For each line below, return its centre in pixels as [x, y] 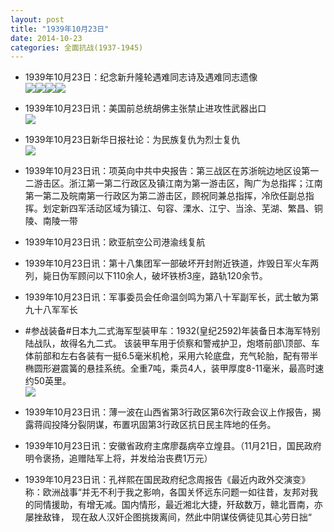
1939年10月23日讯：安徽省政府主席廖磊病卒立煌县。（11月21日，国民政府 [173, 446]
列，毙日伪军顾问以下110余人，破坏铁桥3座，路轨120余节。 [146, 276]
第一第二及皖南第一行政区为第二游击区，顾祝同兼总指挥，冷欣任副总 [165, 196]
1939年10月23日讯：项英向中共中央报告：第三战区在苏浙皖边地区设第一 [172, 171]
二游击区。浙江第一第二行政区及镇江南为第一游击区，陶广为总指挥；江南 [173, 183]
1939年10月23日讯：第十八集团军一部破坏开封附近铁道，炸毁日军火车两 [172, 263]
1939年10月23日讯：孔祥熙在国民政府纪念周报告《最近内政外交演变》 [167, 480]
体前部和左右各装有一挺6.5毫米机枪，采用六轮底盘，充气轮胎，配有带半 [171, 356]
